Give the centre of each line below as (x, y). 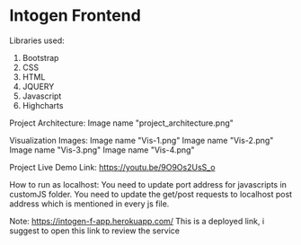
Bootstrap (40, 57)
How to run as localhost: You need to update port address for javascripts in (148, 184)
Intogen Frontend (75, 16)
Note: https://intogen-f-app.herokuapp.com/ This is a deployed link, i (137, 221)
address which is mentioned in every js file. (89, 204)
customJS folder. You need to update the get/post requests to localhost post (151, 194)
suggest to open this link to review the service (94, 231)
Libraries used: (37, 40)
